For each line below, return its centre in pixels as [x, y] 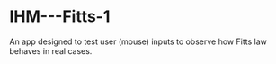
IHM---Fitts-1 [60, 17]
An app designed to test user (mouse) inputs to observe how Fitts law [138, 41]
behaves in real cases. [51, 50]
